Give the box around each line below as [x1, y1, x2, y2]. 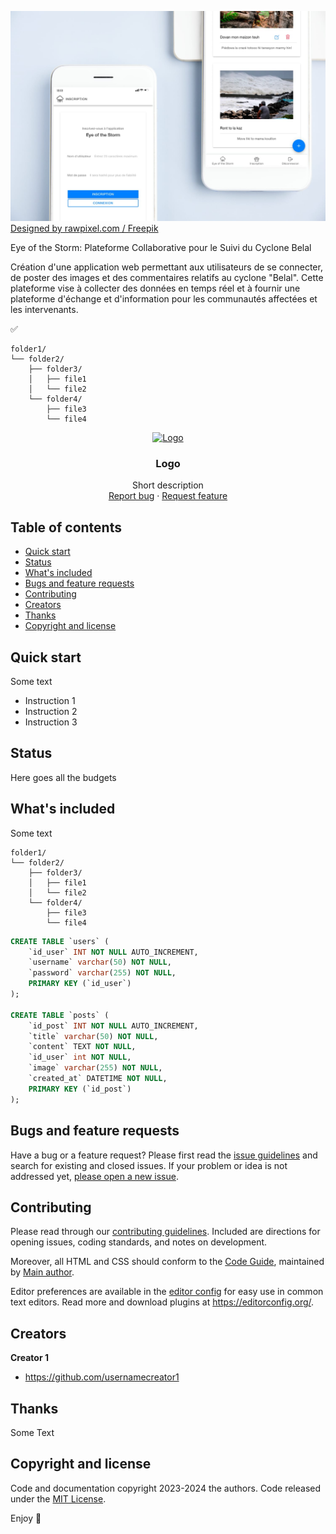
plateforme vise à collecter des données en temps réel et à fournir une [10, 282, 301, 295]
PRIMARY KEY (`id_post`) [28, 1084, 132, 1094]
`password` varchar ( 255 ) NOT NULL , [28, 968, 177, 978]
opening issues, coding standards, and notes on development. [10, 1236, 268, 1248]
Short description [132, 479, 204, 491]
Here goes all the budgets [10, 771, 117, 783]
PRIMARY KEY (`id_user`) [28, 979, 132, 989]
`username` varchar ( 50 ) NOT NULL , [28, 957, 172, 968]
